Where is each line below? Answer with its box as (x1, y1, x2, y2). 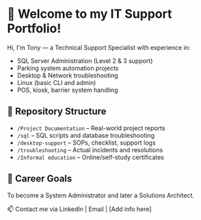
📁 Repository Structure (7, 106, 107, 117)
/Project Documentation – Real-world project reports (16, 123, 165, 132)
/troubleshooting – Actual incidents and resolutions (16, 145, 163, 154)
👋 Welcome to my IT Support (7, 6, 172, 22)
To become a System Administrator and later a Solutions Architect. (7, 191, 195, 199)
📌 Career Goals (7, 173, 72, 184)
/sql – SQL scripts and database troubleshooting (16, 131, 155, 139)
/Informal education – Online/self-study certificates (16, 153, 164, 161)
